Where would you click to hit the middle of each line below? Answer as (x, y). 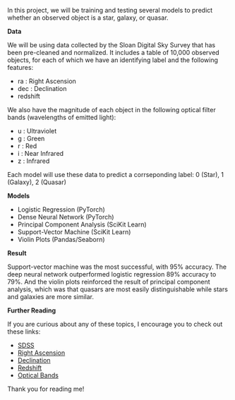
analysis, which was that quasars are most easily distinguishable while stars (117, 289)
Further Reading (32, 310)
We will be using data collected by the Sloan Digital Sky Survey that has (112, 45)
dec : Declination (42, 89)
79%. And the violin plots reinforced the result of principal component (109, 282)
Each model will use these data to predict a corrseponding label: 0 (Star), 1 (116, 175)
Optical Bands (38, 375)
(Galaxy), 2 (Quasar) (37, 182)
